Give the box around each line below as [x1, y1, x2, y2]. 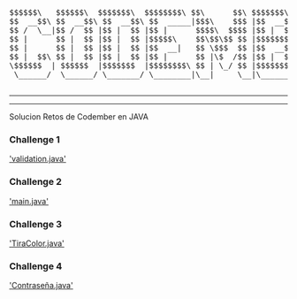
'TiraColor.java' [9, 238, 65, 249]
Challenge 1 [9, 133, 60, 145]
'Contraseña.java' [9, 280, 73, 291]
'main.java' [9, 195, 49, 206]
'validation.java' [9, 154, 66, 165]
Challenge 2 [9, 176, 62, 188]
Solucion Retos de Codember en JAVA [9, 111, 148, 122]
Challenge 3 [9, 218, 63, 230]
